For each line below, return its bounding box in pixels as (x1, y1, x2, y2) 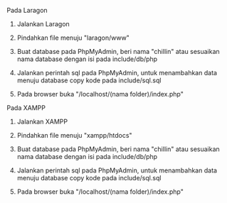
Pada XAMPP (6, 104, 46, 112)
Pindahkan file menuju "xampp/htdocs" (16, 131, 132, 139)
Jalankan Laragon (16, 20, 70, 28)
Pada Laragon (6, 6, 48, 14)
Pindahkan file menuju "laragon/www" (16, 33, 130, 42)
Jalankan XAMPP (16, 117, 68, 126)
